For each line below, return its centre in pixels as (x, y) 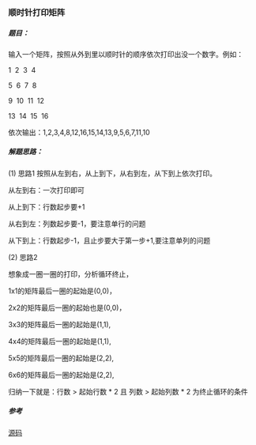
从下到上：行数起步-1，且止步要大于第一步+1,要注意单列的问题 (109, 240)
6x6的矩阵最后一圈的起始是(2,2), (61, 375)
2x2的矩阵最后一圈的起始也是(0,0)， (67, 307)
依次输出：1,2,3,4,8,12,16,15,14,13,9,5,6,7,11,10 (79, 132)
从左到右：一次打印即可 (46, 190)
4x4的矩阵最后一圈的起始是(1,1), (60, 341)
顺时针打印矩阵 (37, 12)
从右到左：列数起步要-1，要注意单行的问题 (77, 224)
